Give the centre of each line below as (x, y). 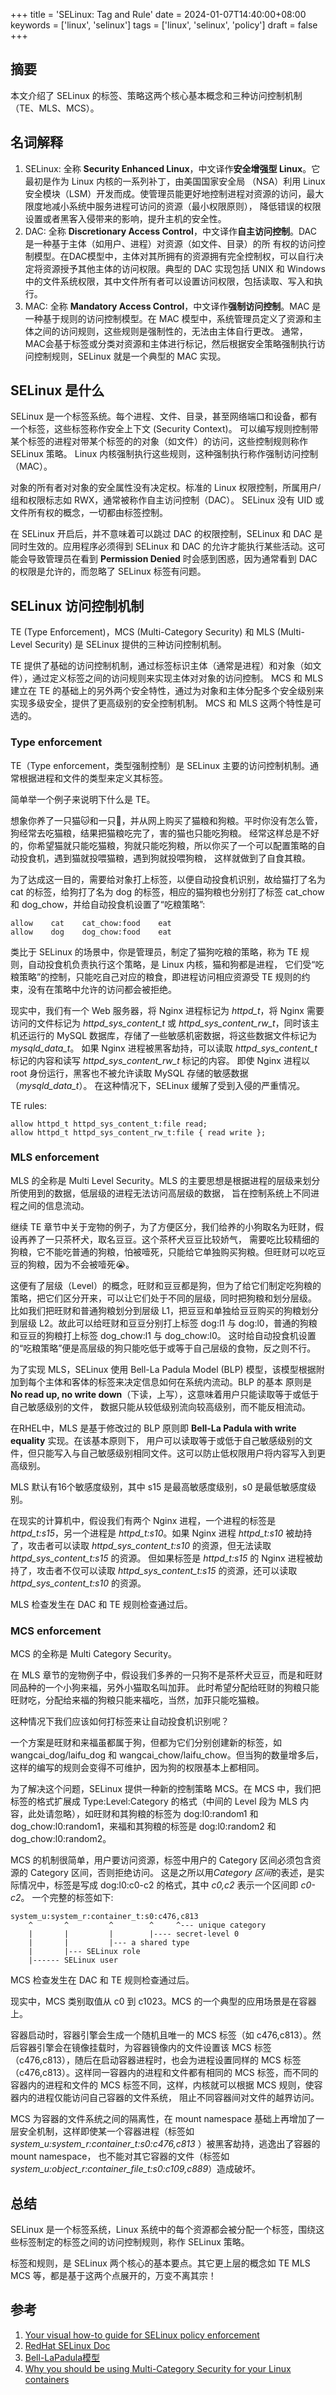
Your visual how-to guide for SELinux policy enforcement (142, 2335)
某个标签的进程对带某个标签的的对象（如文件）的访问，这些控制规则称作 (159, 441)
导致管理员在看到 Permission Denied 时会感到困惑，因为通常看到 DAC (172, 559)
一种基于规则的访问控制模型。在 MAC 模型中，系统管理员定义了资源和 (168, 318)
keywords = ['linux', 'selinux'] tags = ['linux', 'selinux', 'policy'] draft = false (164, 25)
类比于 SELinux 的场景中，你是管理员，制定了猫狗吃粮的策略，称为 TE (154, 951)
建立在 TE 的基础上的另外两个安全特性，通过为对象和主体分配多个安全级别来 (167, 691)
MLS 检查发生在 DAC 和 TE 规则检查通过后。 (101, 1604)
